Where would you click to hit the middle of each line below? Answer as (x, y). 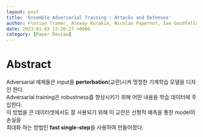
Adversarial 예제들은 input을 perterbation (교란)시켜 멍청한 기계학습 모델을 (95, 82)
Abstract (29, 65)
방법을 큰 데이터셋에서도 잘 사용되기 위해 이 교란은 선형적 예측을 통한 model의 (104, 112)
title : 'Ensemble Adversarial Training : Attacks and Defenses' (89, 18)
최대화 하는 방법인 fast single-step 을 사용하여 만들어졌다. (75, 127)
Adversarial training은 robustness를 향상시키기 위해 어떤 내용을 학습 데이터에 (98, 97)
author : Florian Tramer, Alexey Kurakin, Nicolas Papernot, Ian (89, 23)
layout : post (23, 12)
